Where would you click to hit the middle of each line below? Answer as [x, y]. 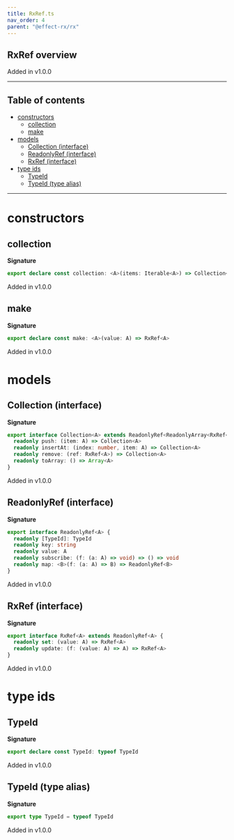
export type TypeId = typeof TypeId [60, 816]
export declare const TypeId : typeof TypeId [73, 752]
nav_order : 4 [26, 20]
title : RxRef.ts [31, 14]
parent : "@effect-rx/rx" [43, 26]
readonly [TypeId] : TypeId [53, 539]
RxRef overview [42, 55]
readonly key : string [45, 545]
